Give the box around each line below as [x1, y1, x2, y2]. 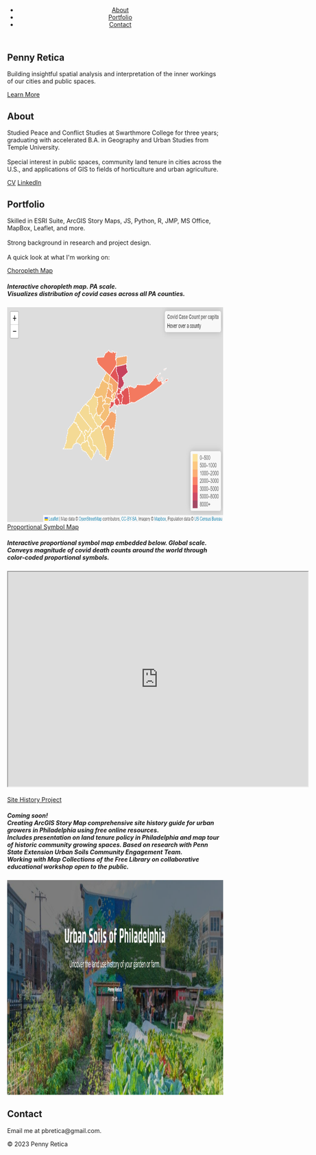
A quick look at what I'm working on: [7, 254, 110, 262]
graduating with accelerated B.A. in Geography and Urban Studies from [7, 136, 209, 144]
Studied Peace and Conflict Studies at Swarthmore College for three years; [7, 128, 219, 137]
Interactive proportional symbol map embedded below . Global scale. [7, 539, 207, 547]
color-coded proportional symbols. [7, 553, 110, 561]
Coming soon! [7, 811, 48, 820]
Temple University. [7, 144, 60, 152]
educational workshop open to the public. [7, 862, 129, 871]
